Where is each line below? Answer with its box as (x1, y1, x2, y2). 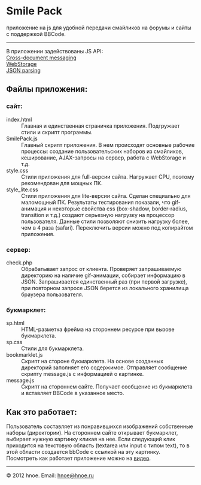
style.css (6, 167, 29, 174)
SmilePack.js (6, 135, 38, 142)
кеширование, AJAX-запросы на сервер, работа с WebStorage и (21, 154, 187, 161)
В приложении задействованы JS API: (6, 47, 103, 55)
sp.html (6, 320, 25, 327)
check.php (6, 259, 33, 266)
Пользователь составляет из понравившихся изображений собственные (6, 423, 193, 430)
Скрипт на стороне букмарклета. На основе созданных (21, 358, 163, 365)
